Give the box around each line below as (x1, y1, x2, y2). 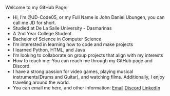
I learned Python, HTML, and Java (12, 47, 85, 53)
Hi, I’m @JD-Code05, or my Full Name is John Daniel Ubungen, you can (12, 14, 165, 20)
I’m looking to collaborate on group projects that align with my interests (12, 52, 163, 58)
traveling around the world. (12, 79, 70, 85)
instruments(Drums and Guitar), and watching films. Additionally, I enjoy (12, 74, 165, 80)
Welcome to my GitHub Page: (5, 5, 68, 10)
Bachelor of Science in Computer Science (12, 36, 102, 42)
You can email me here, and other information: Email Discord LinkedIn (12, 85, 161, 91)
